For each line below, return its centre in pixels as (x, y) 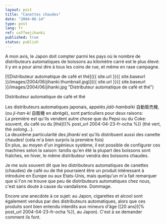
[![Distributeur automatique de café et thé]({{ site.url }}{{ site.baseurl (75, 76)
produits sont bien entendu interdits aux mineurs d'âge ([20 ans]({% (75, 206)
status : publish (22, 42)
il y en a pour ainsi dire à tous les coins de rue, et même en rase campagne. (82, 67)
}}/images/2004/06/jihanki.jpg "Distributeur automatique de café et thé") (80, 87)
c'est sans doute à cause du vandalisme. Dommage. (58, 186)
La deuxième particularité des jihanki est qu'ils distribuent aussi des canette (83, 134)
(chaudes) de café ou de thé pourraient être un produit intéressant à (75, 170)
